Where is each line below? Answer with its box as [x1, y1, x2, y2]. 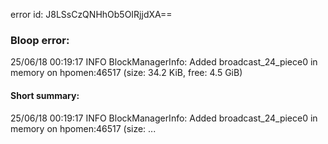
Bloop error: [10, 33, 70, 47]
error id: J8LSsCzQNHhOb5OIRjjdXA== [10, 9, 173, 20]
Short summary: [10, 89, 80, 101]
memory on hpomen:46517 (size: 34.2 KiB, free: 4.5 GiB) [10, 67, 243, 79]
